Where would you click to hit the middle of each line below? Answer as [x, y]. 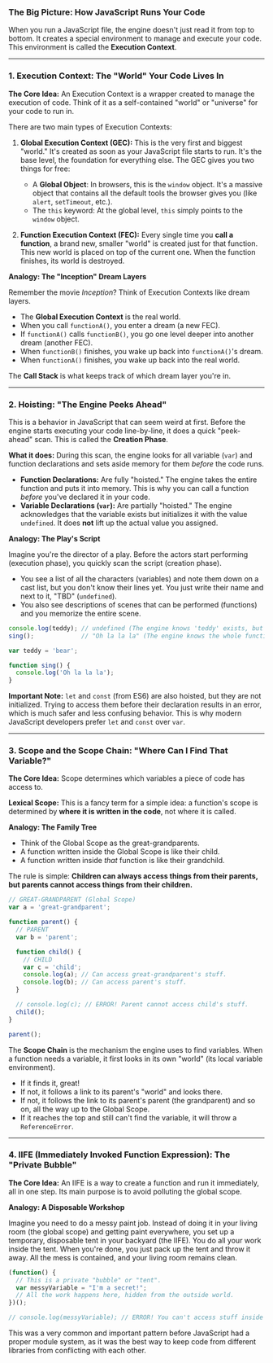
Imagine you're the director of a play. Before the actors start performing [128, 554]
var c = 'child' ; [52, 967]
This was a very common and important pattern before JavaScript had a [129, 1333]
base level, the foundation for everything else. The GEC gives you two [137, 160]
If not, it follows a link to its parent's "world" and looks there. [121, 1091]
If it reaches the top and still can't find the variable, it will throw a [128, 1117]
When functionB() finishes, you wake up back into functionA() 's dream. [142, 351]
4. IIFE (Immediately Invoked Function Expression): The [119, 1155]
